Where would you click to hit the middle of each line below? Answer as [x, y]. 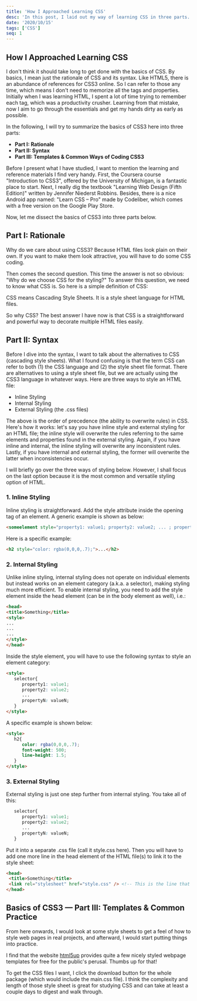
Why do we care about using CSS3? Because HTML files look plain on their [97, 250]
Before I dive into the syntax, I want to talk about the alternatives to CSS [93, 354]
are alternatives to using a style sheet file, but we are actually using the [92, 373]
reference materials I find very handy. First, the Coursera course [84, 174]
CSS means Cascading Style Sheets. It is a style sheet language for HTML [96, 297]
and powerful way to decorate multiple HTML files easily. [75, 321]
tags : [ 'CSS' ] [23, 28]
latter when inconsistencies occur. [47, 458]
